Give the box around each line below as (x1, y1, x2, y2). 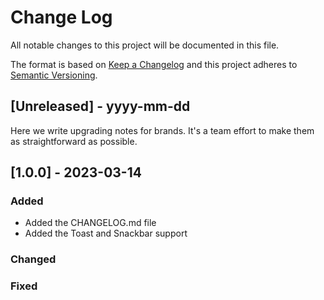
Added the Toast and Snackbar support (24, 227, 188, 240)
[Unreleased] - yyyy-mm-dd (10, 98, 191, 115)
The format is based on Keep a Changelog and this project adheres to (10, 58, 298, 70)
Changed (10, 252, 57, 266)
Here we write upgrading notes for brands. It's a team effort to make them (10, 124, 315, 136)
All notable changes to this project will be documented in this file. (10, 39, 280, 51)
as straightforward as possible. (10, 135, 138, 147)
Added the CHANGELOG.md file (24, 217, 157, 229)
